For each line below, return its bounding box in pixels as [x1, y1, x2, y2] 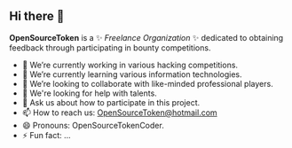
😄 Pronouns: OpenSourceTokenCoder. [21, 120, 164, 130]
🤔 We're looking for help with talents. [21, 88, 157, 98]
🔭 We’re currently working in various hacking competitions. [21, 59, 238, 70]
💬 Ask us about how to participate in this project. [21, 97, 201, 107]
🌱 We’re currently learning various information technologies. [21, 68, 242, 80]
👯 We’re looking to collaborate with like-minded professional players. [21, 78, 273, 89]
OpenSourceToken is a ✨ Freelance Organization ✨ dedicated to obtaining [9, 32, 284, 43]
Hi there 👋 [9, 9, 65, 24]
